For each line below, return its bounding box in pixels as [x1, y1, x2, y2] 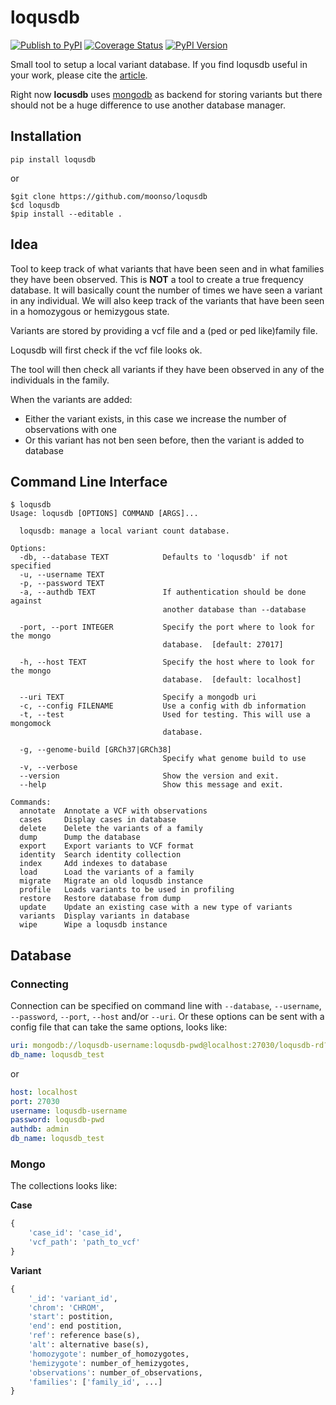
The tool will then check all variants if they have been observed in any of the [10, 363, 325, 375]
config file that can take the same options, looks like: [10, 1021, 228, 1033]
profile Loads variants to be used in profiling [19, 885, 235, 895]
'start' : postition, [28, 1312, 114, 1322]
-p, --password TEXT [19, 579, 105, 589]
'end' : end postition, [28, 1321, 123, 1331]
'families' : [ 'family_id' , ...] [28, 1377, 163, 1387]
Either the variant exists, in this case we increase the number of [24, 412, 287, 425]
